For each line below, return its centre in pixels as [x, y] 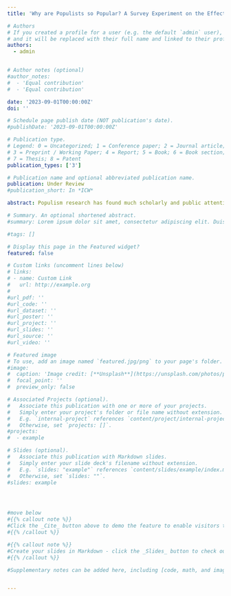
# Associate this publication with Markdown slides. [87, 457]
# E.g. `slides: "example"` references [67, 470]
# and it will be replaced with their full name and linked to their [109, 39]
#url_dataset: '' [32, 310]
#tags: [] [21, 234]
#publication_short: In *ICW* [51, 190]
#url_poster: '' [30, 317]
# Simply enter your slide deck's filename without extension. [102, 463]
